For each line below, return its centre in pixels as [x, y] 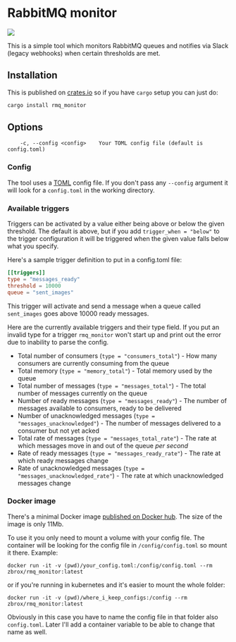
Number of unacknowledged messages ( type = [86, 415]
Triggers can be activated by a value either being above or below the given [116, 224]
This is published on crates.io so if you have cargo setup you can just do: [113, 92]
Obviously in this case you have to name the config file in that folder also [113, 617]
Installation [32, 75]
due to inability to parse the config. [58, 342]
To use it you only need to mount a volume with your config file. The [106, 538]
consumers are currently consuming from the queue [93, 363]
